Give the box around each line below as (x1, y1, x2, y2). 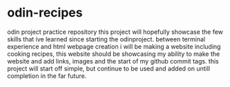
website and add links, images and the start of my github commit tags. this (7, 57, 219, 65)
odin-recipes (7, 5, 83, 21)
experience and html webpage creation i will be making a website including (7, 42, 221, 50)
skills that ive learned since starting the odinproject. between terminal (7, 35, 206, 43)
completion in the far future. (7, 71, 87, 80)
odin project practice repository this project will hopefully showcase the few (7, 28, 223, 36)
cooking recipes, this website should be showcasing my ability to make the (7, 50, 220, 58)
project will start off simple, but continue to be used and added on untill (7, 64, 211, 72)
